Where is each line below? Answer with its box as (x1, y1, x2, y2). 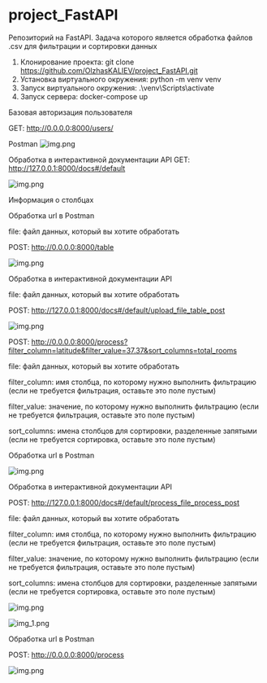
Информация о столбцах (8, 195, 94, 204)
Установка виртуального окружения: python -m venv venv (19, 74, 222, 84)
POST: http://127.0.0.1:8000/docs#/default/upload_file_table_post (8, 305, 226, 315)
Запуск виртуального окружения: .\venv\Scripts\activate (19, 83, 215, 93)
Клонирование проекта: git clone (19, 57, 135, 67)
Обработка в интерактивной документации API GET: (8, 155, 191, 164)
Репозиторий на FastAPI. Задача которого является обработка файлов (8, 33, 253, 42)
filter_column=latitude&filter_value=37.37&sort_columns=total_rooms (8, 345, 238, 355)
